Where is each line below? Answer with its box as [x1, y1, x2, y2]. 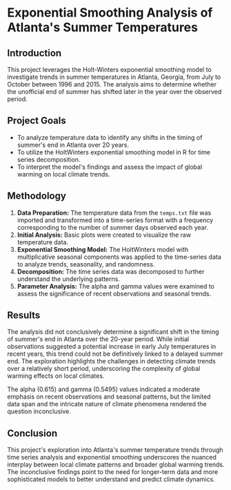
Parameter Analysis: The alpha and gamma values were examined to [17, 282, 215, 290]
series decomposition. [17, 155, 81, 163]
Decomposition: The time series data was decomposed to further [17, 267, 205, 275]
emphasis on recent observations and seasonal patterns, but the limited [7, 392, 211, 401]
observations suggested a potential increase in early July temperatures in [7, 343, 217, 351]
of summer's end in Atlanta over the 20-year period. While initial [7, 335, 190, 343]
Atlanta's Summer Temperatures [7, 19, 199, 35]
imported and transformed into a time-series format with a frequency [17, 216, 214, 224]
